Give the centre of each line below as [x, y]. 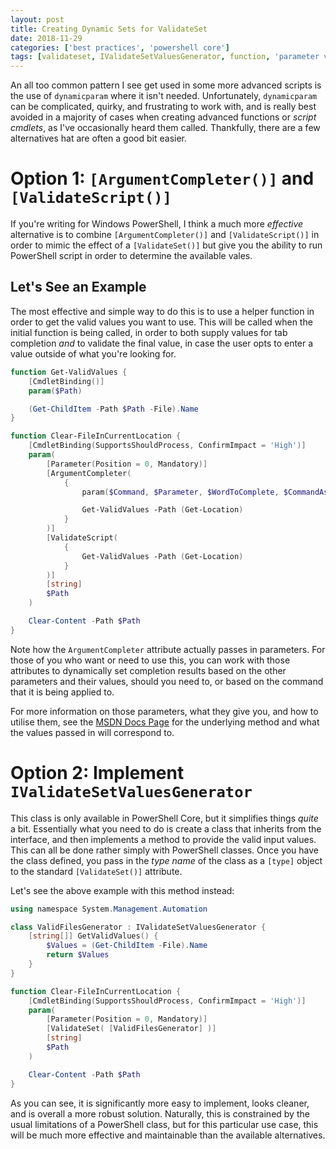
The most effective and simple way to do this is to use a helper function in [162, 311]
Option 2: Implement [97, 772]
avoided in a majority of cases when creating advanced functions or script [163, 117]
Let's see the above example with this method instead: [122, 890]
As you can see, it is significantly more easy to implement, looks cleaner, [160, 1103]
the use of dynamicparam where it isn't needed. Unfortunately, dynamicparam [164, 96]
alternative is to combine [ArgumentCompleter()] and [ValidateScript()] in [165, 235]
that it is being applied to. [62, 692]
